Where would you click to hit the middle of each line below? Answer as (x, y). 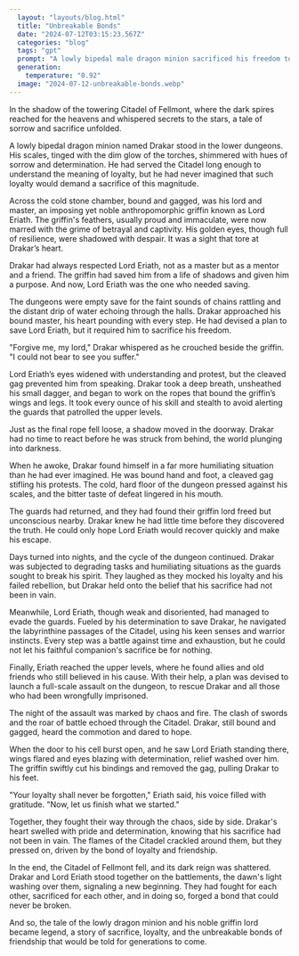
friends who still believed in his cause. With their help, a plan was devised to (149, 676)
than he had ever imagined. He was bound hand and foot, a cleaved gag (141, 474)
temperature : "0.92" (63, 76)
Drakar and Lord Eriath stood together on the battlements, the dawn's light (145, 877)
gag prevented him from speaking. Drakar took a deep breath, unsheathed (145, 383)
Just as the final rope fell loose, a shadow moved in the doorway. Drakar (141, 429)
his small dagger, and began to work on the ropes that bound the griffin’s (142, 392)
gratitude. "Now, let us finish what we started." (94, 804)
